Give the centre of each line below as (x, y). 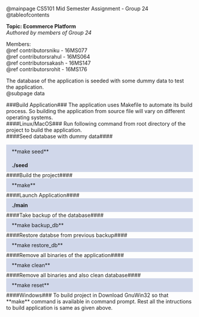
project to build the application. (44, 130)
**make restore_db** (37, 245)
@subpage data (25, 93)
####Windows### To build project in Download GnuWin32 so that (87, 295)
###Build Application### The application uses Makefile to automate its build (99, 105)
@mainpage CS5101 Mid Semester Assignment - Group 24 (77, 9)
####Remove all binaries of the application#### (65, 255)
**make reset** (30, 285)
